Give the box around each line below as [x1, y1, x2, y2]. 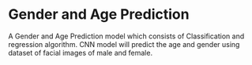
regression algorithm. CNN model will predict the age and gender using [8, 39, 240, 49]
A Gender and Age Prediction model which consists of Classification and [8, 31, 245, 41]
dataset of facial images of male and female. [8, 48, 152, 57]
